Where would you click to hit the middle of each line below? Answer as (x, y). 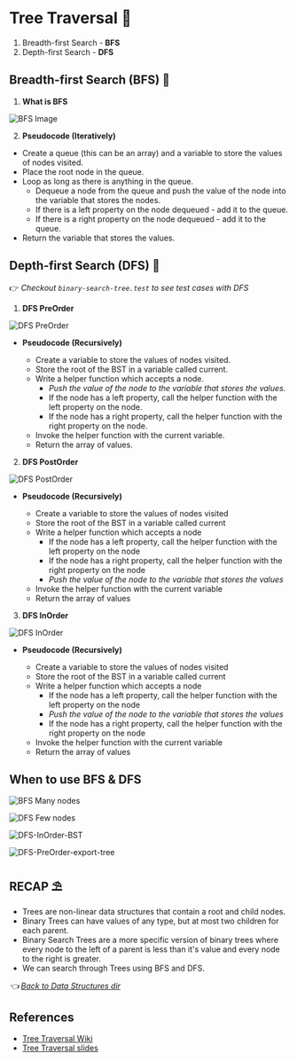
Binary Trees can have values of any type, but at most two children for (150, 921)
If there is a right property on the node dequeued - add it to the (150, 219)
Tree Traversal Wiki (57, 1038)
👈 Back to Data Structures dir (65, 986)
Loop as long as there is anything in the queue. (107, 181)
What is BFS (45, 101)
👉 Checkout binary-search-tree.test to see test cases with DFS (129, 287)
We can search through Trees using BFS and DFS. (113, 968)
